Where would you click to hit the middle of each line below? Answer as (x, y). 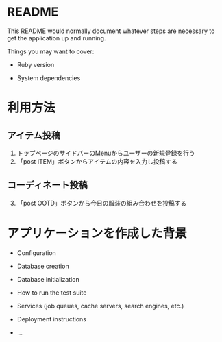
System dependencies (49, 78)
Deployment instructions (52, 319)
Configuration (36, 253)
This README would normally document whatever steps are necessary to (111, 31)
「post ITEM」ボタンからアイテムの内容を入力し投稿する (97, 161)
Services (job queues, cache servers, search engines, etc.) (100, 306)
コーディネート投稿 (47, 185)
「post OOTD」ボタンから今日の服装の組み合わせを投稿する (102, 203)
